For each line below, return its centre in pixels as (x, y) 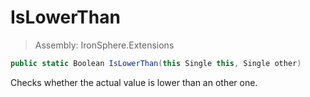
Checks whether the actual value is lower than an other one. (134, 82)
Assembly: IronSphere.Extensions (104, 45)
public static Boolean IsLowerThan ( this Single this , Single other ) (156, 63)
